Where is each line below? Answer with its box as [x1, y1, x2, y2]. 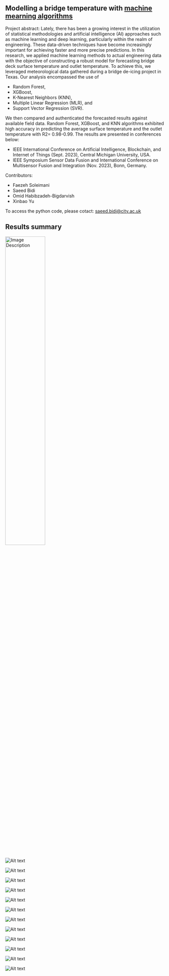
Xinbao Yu [12, 198, 34, 204]
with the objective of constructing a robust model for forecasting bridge [5, 58, 155, 64]
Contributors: [5, 172, 33, 178]
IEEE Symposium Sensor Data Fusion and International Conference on [12, 157, 158, 163]
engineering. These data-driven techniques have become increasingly [5, 42, 152, 48]
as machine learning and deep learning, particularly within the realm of [5, 36, 153, 42]
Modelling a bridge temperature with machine [5, 4, 153, 13]
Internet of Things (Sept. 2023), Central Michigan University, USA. [12, 151, 151, 157]
